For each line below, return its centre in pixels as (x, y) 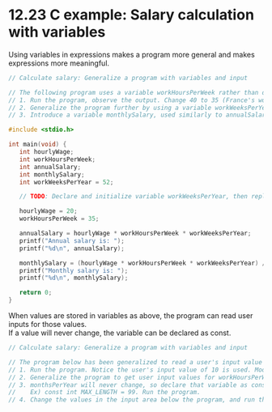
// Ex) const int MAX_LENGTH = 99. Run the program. (104, 393)
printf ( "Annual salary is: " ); (72, 240)
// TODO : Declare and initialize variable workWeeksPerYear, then (134, 197)
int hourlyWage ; (47, 152)
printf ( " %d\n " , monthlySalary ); (74, 278)
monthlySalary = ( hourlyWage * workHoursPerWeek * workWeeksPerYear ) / (142, 263)
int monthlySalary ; (52, 174)
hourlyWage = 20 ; (49, 211)
